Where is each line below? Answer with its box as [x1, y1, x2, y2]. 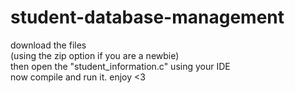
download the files [10, 39, 87, 51]
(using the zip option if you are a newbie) [10, 49, 180, 61]
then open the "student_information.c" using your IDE [10, 60, 231, 72]
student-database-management [10, 6, 285, 29]
